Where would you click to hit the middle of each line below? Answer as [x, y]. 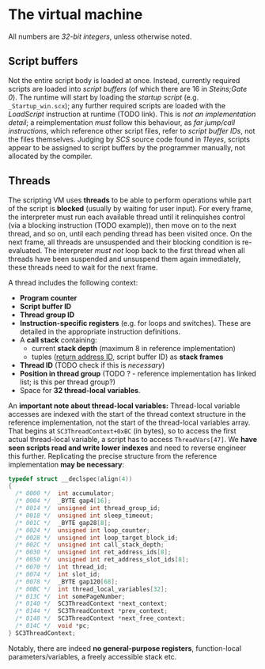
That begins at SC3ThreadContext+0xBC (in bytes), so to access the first [122, 431]
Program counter [48, 297]
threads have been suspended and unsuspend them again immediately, [125, 259]
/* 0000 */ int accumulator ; [65, 493]
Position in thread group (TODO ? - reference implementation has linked [138, 373]
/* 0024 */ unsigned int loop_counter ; [83, 530]
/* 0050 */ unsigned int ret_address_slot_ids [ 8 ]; [102, 560]
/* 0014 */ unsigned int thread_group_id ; [88, 508]
